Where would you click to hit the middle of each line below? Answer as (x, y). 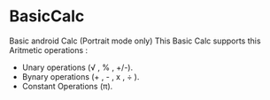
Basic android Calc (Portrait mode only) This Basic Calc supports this (135, 41)
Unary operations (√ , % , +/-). (77, 67)
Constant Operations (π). (67, 86)
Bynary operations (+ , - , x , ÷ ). (81, 76)
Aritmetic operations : (49, 50)
